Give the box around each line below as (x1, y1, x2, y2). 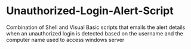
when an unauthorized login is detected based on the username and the (6, 30, 183, 37)
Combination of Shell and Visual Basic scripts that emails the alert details (6, 24, 186, 31)
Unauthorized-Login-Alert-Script (6, 4, 174, 18)
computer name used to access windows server (6, 36, 125, 43)
